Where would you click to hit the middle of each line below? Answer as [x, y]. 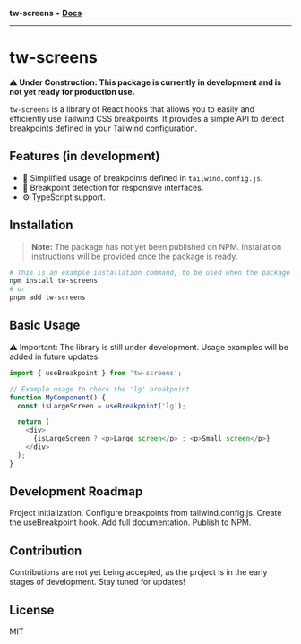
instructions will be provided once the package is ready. [134, 256]
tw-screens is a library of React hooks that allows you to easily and [132, 109]
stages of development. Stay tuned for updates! [97, 582]
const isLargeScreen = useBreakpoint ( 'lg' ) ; [102, 406]
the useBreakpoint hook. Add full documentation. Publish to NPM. [130, 522]
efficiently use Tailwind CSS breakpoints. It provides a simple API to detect [147, 118]
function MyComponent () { [57, 398]
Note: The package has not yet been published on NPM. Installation [156, 246]
